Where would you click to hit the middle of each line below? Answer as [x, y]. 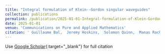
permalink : [16, 19]
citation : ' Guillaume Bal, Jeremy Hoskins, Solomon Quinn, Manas [78, 32]
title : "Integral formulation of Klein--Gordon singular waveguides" [78, 10]
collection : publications [31, 14]
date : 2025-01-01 [23, 23]
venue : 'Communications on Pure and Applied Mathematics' [66, 28]
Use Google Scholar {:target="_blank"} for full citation [59, 46]
